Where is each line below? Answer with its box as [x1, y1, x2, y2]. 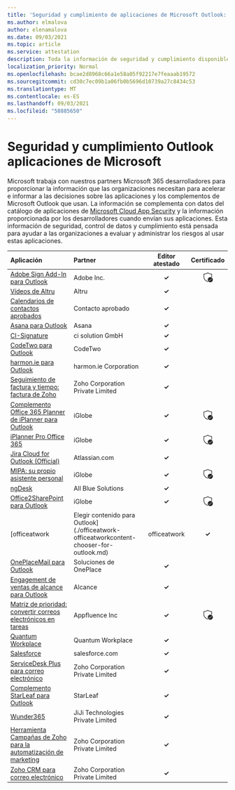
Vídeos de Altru [10, 287, 55, 295]
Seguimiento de [10, 376, 56, 384]
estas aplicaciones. [7, 236, 63, 245]
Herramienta [10, 725, 47, 734]
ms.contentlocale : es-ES [7, 93, 80, 100]
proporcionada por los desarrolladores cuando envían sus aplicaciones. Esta [7, 214, 228, 223]
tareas [10, 622, 29, 631]
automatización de [10, 748, 64, 756]
